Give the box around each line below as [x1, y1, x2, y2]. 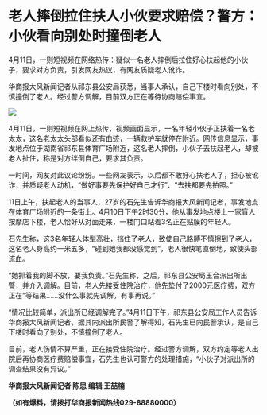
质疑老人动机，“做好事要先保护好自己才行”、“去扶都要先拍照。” [29, 180, 233, 189]
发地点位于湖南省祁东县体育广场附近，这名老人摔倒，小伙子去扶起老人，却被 [8, 143, 259, 153]
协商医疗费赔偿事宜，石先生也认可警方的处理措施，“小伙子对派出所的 [29, 354, 256, 363]
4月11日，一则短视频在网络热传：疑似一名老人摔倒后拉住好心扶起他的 [8, 55, 234, 64]
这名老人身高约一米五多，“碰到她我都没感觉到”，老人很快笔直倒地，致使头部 [8, 243, 258, 253]
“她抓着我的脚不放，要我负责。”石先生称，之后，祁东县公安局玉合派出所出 [8, 270, 248, 280]
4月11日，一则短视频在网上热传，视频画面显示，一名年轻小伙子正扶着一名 [8, 123, 249, 133]
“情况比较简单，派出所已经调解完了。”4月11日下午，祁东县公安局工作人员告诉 [8, 307, 257, 316]
